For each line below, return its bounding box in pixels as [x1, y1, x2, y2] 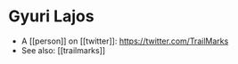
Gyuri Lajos [8, 6, 94, 27]
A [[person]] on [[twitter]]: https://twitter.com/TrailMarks [21, 36, 229, 46]
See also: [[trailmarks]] [21, 44, 106, 55]
